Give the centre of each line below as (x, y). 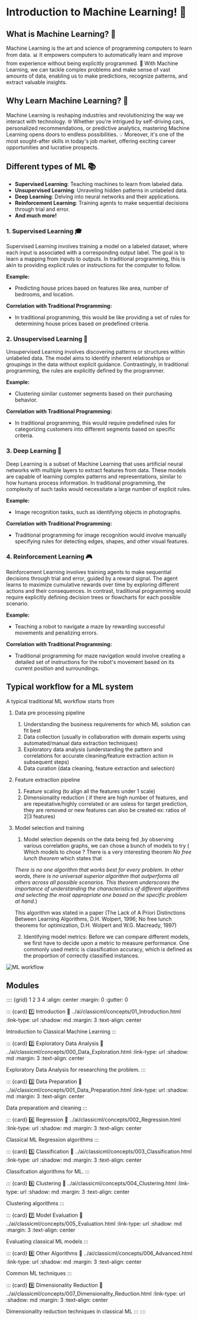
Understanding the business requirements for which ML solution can (107, 724)
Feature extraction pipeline (47, 780)
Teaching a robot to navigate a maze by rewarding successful (90, 626)
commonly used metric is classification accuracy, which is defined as (108, 949)
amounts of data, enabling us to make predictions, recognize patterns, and (97, 76)
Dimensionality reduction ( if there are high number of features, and (106, 797)
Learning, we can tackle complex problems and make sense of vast (88, 70)
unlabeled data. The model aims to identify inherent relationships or (88, 358)
